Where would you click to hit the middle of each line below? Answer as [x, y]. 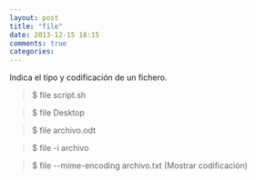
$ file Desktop [58, 113]
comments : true [38, 43]
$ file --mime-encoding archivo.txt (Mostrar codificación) [139, 165]
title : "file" [36, 26]
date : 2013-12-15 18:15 [55, 35]
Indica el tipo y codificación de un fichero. [88, 77]
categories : [32, 52]
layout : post [34, 18]
